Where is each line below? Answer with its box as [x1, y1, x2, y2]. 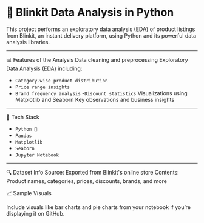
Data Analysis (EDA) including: [6, 65, 83, 72]
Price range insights [15, 84, 70, 90]
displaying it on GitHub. [6, 210, 65, 217]
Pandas [15, 133, 32, 139]
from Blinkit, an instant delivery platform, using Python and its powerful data [6, 32, 197, 39]
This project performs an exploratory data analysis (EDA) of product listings [6, 25, 195, 33]
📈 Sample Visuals [6, 189, 52, 196]
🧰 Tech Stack [6, 113, 39, 121]
